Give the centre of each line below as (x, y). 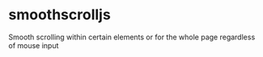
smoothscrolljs (59, 15)
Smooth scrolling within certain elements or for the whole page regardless (132, 37)
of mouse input (34, 45)
